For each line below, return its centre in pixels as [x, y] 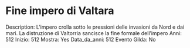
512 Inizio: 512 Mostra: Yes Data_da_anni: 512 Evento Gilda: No [81, 39]
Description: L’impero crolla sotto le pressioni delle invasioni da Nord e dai [95, 27]
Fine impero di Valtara [60, 11]
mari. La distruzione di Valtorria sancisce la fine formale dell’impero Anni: [94, 33]
